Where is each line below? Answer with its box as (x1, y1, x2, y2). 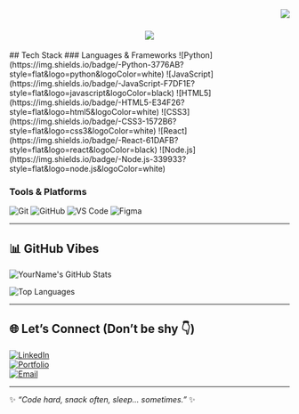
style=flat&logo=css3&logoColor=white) (9, 125, 157, 136)
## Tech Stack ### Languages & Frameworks (9, 49, 177, 61)
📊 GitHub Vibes (9, 240, 100, 256)
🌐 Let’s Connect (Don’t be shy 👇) (9, 321, 196, 337)
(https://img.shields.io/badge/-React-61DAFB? (9, 134, 179, 145)
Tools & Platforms (9, 185, 87, 198)
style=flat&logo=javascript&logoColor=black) (9, 87, 175, 98)
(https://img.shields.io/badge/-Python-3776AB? (9, 59, 184, 69)
